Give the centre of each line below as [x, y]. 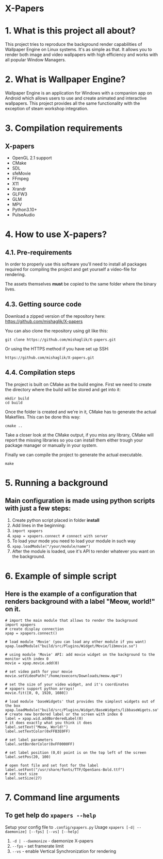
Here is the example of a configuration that [71, 594]
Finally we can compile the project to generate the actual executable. [74, 455]
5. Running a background [57, 483]
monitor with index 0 [27, 659]
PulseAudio [23, 215]
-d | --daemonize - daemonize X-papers [53, 840]
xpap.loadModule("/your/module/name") [51, 546]
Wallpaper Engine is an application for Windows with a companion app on [79, 93]
